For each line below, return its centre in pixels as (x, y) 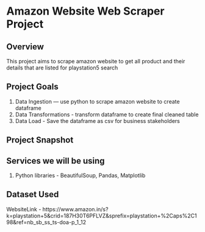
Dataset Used (33, 195)
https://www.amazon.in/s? (75, 209)
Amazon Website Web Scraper (85, 11)
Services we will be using (56, 160)
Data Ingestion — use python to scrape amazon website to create (97, 101)
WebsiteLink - (24, 209)
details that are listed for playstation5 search (62, 68)
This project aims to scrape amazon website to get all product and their (96, 61)
